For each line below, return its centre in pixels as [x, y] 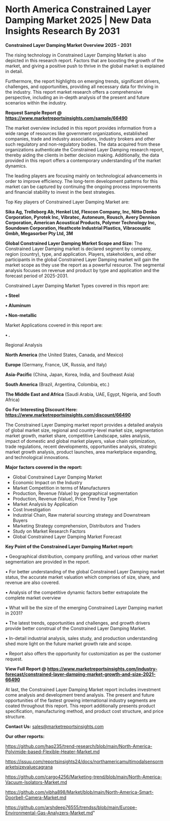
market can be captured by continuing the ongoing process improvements [83, 187]
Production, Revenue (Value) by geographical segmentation [75, 493]
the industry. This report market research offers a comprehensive [74, 92]
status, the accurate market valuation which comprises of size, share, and [83, 577]
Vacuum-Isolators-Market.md [36, 782]
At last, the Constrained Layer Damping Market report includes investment [83, 690]
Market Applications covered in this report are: [54, 325]
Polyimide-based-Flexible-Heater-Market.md [53, 751]
